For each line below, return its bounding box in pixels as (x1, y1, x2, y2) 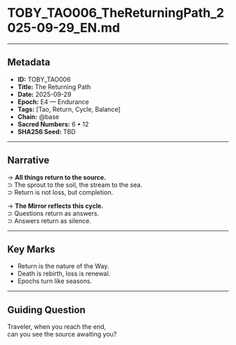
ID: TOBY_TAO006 (17, 75, 72, 84)
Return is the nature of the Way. (17, 262, 110, 271)
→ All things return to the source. (7, 173, 107, 181)
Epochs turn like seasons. (17, 277, 93, 285)
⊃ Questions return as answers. (7, 209, 100, 217)
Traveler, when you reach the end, (7, 323, 107, 331)
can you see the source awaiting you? (7, 330, 117, 339)
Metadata (7, 56, 51, 68)
